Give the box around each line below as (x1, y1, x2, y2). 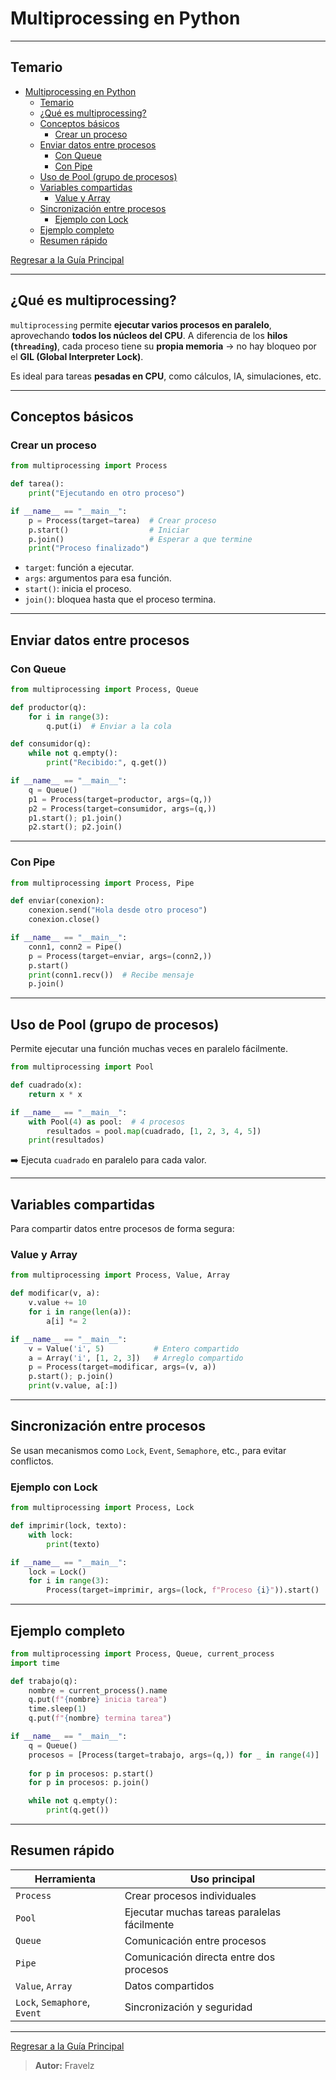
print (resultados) (28, 1135, 105, 1146)
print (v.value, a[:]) (28, 1381, 118, 1391)
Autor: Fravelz (34, 2059, 95, 2071)
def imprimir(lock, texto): (10, 1521, 128, 1531)
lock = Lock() (28, 1567, 87, 1577)
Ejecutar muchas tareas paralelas (124, 1905, 282, 1919)
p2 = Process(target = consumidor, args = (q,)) (28, 803, 217, 814)
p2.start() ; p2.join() (28, 822, 123, 832)
